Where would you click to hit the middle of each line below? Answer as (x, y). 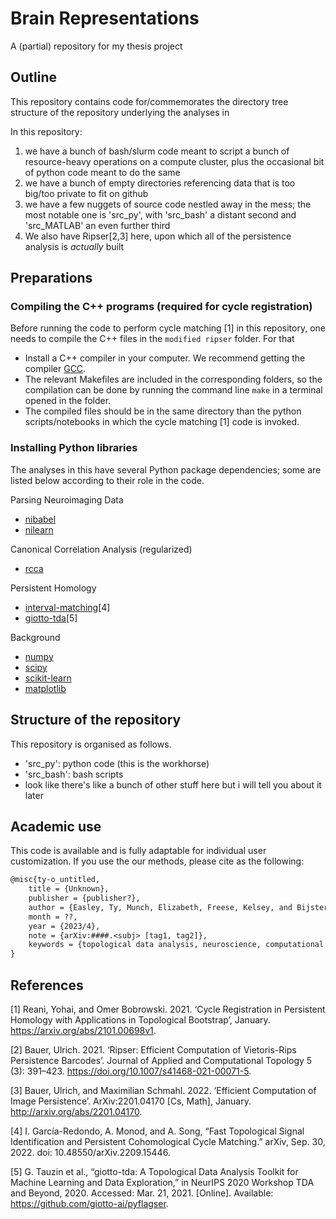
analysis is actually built (74, 246)
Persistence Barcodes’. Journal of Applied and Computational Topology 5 (161, 1061)
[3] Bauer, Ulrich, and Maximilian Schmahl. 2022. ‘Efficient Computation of (163, 1091)
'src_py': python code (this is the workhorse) (117, 763)
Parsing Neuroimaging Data (67, 499)
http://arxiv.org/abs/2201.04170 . (76, 1112)
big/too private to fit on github (86, 193)
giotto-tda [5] (51, 618)
